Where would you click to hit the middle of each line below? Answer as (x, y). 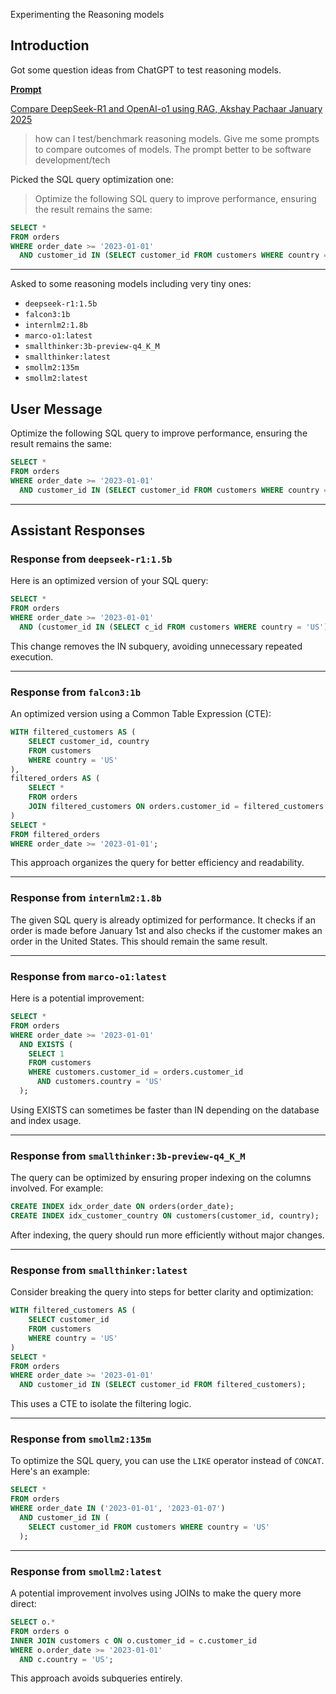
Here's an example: (50, 1471)
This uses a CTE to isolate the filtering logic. (101, 1404)
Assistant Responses (78, 530)
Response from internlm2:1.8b (86, 898)
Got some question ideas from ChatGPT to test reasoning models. (146, 70)
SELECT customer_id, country (89, 741)
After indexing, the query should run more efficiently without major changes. (167, 1235)
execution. (32, 656)
